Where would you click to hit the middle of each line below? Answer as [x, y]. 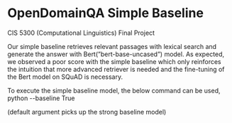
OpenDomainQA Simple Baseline [106, 13]
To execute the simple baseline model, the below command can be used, [114, 90]
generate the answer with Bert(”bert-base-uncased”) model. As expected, [116, 54]
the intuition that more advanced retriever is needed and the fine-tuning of [116, 69]
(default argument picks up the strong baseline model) [87, 112]
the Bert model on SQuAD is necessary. [65, 77]
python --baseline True [41, 98]
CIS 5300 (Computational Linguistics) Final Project [81, 33]
